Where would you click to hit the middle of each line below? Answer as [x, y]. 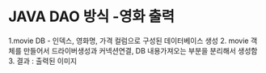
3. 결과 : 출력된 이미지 [43, 61]
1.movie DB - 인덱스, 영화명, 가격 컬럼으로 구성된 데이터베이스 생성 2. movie [129, 41]
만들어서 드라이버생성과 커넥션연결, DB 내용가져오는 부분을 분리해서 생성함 [140, 50]
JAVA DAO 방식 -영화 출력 [92, 17]
